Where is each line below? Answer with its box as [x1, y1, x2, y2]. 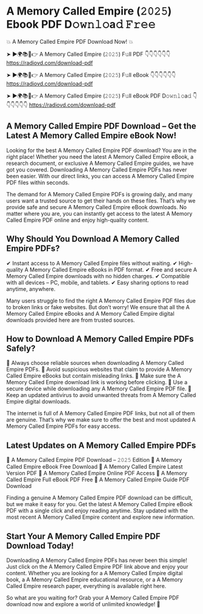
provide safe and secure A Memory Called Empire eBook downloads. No [6, 203, 187, 210]
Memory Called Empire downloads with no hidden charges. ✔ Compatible [6, 272, 190, 279]
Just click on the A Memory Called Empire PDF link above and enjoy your [6, 563, 188, 570]
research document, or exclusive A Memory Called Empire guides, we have [6, 159, 194, 167]
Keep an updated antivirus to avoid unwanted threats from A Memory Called [6, 392, 196, 399]
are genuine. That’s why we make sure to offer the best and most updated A [6, 416, 196, 424]
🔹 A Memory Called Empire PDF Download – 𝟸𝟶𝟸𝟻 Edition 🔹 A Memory [6, 456, 182, 464]
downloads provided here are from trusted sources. [6, 316, 135, 324]
